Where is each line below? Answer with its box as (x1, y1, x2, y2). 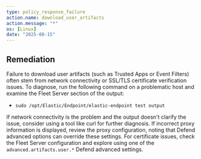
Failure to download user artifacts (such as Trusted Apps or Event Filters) (6, 70, 189, 77)
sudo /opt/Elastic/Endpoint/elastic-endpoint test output (15, 102, 165, 108)
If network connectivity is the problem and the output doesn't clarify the (6, 113, 186, 121)
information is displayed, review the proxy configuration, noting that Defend (6, 126, 196, 133)
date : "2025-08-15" (6, 32, 56, 38)
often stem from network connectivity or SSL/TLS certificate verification (6, 77, 187, 84)
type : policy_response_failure (6, 9, 86, 15)
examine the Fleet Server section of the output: (6, 90, 124, 97)
